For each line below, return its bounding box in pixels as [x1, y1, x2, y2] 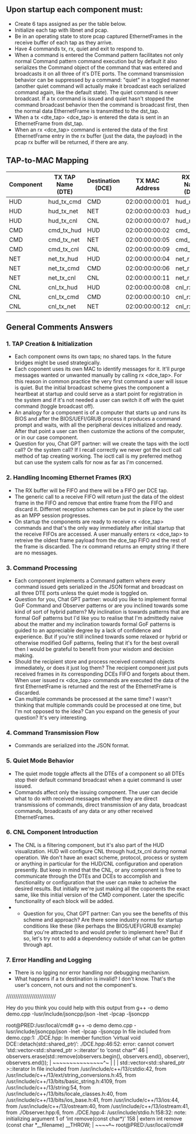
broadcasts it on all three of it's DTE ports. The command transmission [14, 70, 184, 77]
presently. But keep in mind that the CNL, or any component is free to [14, 866, 181, 873]
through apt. [23, 941, 54, 948]
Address [135, 184, 160, 192]
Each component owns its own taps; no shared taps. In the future [14, 353, 171, 360]
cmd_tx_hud [48, 226, 82, 234]
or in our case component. [14, 434, 79, 441]
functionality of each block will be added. [14, 897, 114, 904]
